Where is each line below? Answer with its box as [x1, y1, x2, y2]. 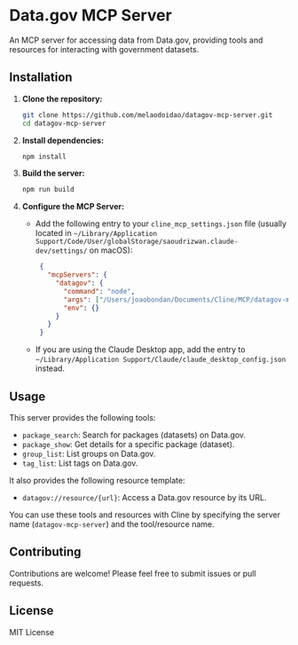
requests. [9, 578, 44, 588]
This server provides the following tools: [9, 412, 156, 422]
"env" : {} [63, 303, 100, 312]
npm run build [21, 185, 74, 194]
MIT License [9, 626, 55, 637]
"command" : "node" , [63, 287, 136, 295]
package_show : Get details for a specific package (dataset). [21, 438, 235, 449]
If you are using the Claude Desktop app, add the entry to [35, 344, 246, 355]
